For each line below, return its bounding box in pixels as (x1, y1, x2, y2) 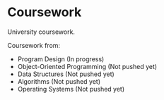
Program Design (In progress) (17, 54, 105, 63)
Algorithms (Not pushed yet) (17, 77, 101, 85)
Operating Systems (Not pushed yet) (17, 85, 125, 93)
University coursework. (7, 27, 76, 36)
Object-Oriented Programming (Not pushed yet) (17, 62, 158, 70)
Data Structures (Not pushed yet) (17, 70, 115, 78)
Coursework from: (7, 41, 61, 49)
